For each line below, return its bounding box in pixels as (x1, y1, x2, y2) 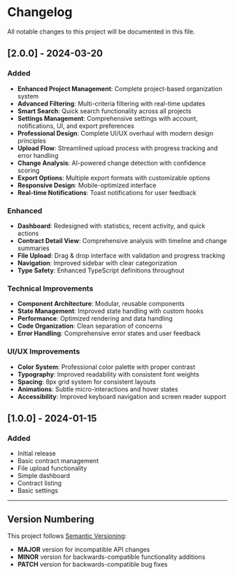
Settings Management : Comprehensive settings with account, (17, 114, 198, 122)
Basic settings (17, 486, 58, 495)
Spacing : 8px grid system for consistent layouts (17, 377, 156, 386)
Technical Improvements (7, 284, 94, 293)
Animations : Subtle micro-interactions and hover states (17, 385, 178, 393)
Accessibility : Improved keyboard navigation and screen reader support (17, 392, 227, 400)
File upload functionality (17, 464, 87, 472)
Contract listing (17, 479, 62, 488)
